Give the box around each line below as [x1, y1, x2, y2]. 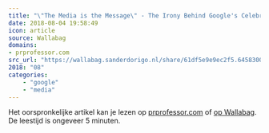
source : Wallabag [8, 33, 66, 42]
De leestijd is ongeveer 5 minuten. [8, 116, 121, 126]
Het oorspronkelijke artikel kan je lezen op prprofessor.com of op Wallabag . [8, 108, 257, 117]
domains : [8, 41, 38, 49]
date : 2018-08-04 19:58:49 [8, 19, 98, 27]
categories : [8, 71, 48, 79]
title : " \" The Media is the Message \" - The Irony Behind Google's [8, 11, 239, 20]
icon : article [8, 26, 56, 34]
